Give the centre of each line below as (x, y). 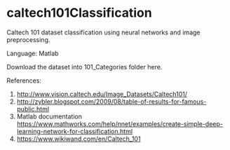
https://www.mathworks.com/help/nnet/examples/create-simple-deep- (120, 123)
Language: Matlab (33, 53)
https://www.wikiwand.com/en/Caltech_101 (79, 139)
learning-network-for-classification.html (75, 131)
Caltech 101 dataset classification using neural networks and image (103, 32)
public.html (33, 109)
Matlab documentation (49, 116)
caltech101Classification (79, 13)
